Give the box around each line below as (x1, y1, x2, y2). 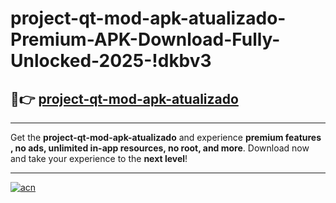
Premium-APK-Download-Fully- (10, 28, 281, 51)
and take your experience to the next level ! (10, 153, 188, 164)
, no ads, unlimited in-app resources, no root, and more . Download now (10, 142, 310, 154)
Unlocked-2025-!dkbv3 (10, 50, 212, 72)
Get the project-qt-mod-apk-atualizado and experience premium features (10, 132, 322, 143)
